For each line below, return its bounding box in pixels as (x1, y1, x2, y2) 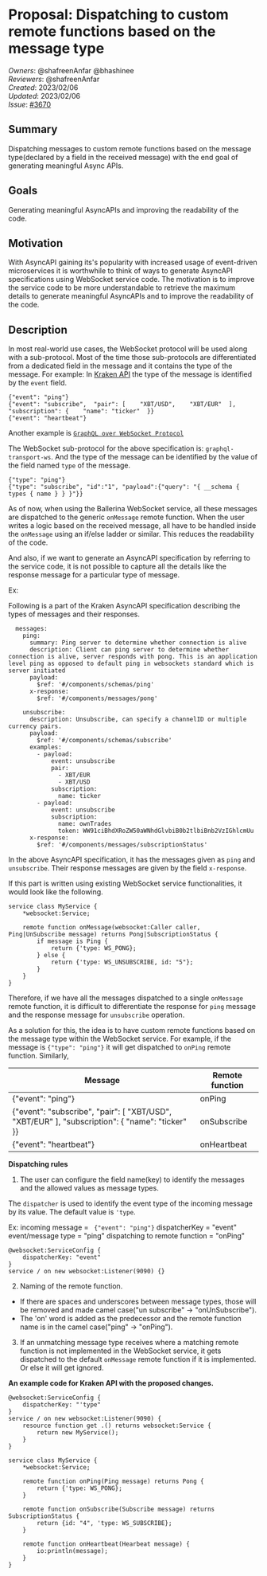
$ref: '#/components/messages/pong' (37, 694, 158, 702)
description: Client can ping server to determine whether (29, 646, 229, 654)
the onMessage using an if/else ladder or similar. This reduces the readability (8, 530, 254, 539)
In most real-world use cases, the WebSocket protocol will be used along (8, 344, 248, 354)
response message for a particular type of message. (8, 570, 180, 580)
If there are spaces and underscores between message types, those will (19, 1296, 257, 1307)
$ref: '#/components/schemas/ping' (37, 681, 155, 689)
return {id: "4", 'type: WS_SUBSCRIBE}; (37, 1519, 172, 1527)
